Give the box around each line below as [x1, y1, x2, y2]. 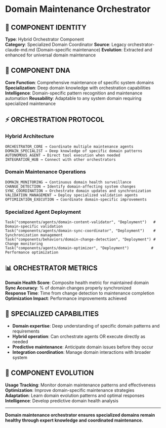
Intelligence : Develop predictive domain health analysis [5, 397, 119, 404]
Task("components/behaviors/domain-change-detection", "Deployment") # [5, 237, 156, 242]
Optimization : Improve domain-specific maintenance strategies [5, 387, 135, 393]
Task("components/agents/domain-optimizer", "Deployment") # [5, 246, 154, 251]
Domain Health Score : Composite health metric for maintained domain [5, 280, 149, 285]
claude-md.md [5, 47, 36, 52]
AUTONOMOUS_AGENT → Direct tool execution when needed [5, 152, 121, 158]
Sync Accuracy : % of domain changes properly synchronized [5, 285, 132, 290]
